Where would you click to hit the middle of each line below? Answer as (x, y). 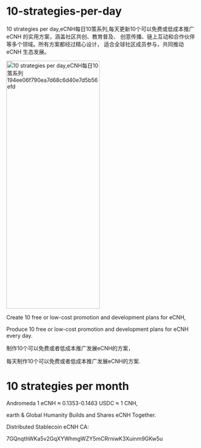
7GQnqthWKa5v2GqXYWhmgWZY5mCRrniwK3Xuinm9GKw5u (85, 438)
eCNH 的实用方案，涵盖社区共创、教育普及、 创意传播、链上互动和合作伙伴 (101, 36)
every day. (19, 335)
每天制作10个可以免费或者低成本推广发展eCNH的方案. (73, 361)
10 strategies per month (68, 386)
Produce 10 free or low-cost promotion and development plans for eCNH (97, 329)
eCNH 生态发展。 (28, 52)
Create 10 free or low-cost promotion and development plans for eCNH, (96, 317)
